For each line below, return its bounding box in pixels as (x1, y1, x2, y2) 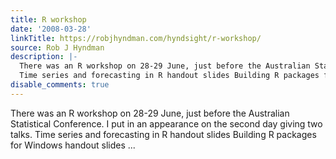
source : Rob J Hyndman (10, 42, 105, 53)
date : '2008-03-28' (10, 24, 92, 34)
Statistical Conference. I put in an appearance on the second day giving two (10, 117, 323, 130)
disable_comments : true (10, 80, 110, 90)
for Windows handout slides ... (10, 139, 136, 151)
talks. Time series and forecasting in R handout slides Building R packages (10, 128, 317, 140)
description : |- (10, 52, 78, 62)
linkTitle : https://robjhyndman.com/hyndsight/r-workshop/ (10, 33, 262, 43)
